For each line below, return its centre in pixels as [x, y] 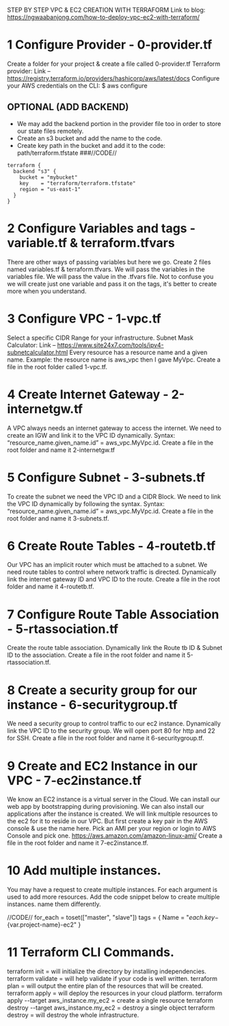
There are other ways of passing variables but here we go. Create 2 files [109, 262]
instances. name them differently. [54, 904]
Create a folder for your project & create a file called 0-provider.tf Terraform [114, 64]
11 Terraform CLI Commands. [91, 952]
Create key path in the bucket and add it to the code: [91, 145]
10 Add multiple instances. [84, 871]
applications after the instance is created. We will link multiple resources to [112, 814]
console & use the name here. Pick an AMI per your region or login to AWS [112, 829]
